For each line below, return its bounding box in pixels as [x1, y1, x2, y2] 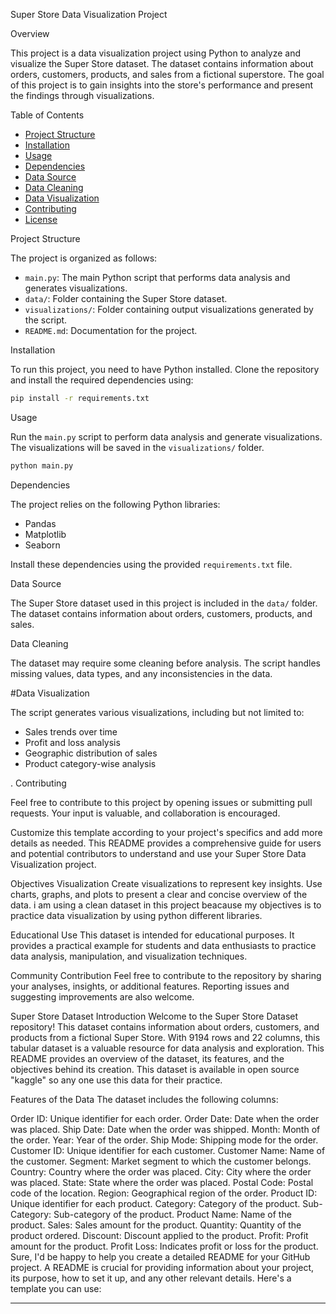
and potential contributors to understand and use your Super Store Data [10, 847, 307, 859]
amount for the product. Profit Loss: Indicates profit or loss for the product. [10, 1240, 319, 1252]
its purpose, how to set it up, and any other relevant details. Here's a [10, 1272, 292, 1284]
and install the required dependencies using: [10, 374, 194, 386]
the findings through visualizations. [10, 90, 155, 101]
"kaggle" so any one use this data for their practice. [10, 1074, 223, 1086]
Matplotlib [24, 528, 67, 540]
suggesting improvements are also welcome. [10, 990, 195, 1003]
